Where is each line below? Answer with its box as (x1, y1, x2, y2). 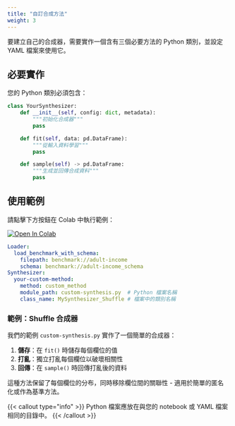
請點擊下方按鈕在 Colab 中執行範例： (7, 215, 115, 224)
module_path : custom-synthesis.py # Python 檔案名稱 (20, 289, 178, 296)
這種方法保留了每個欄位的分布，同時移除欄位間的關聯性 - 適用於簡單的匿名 (7, 379, 224, 387)
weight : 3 (7, 17, 37, 24)
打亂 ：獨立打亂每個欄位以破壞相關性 (17, 355, 123, 363)
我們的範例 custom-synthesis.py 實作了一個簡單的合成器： (7, 331, 176, 339)
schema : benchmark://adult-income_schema (20, 262, 143, 270)
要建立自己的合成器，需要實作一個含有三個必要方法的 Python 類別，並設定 (7, 37, 224, 46)
